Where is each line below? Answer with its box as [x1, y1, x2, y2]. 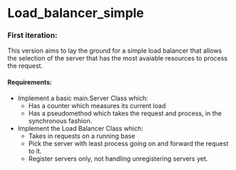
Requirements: [7, 78, 52, 87]
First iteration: [7, 31, 58, 41]
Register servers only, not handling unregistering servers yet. [28, 154, 208, 163]
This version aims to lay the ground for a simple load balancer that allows [7, 46, 222, 55]
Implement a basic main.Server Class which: [17, 94, 148, 102]
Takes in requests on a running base [28, 132, 135, 140]
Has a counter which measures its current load [28, 101, 166, 110]
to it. [28, 147, 42, 155]
